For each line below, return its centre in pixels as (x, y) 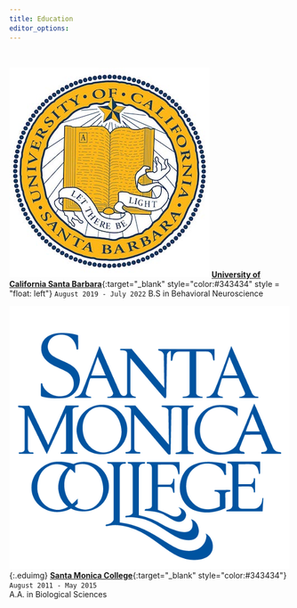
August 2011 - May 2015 (53, 586)
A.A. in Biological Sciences (58, 595)
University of (236, 274)
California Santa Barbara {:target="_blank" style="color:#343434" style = (144, 283)
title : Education (41, 19)
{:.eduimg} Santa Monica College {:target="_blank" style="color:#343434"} (148, 576)
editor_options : (39, 28)
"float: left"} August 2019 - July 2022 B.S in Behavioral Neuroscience (136, 293)
